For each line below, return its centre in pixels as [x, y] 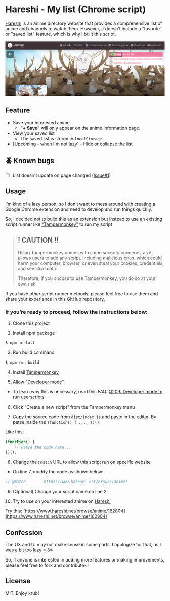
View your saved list [33, 133]
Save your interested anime [41, 123]
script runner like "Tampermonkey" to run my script [59, 224]
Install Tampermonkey [36, 372]
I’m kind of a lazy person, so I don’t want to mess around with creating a [80, 204]
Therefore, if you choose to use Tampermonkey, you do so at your [87, 278]
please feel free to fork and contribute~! [47, 565]
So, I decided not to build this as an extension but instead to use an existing [84, 219]
